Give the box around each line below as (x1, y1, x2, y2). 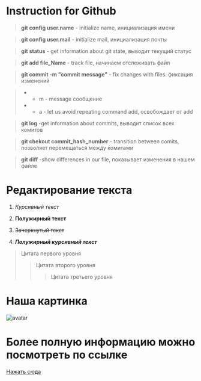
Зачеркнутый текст (14, 226, 65, 234)
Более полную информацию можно (6, 335, 196, 348)
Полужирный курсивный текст (14, 238, 98, 245)
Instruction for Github (6, 4, 116, 18)
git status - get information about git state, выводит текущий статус (20, 47, 192, 55)
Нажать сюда (6, 368, 41, 375)
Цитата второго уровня (35, 261, 96, 268)
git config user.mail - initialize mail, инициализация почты (20, 36, 167, 43)
